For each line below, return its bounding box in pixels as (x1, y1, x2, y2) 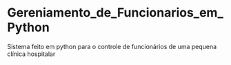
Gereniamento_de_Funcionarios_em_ (7, 5, 224, 21)
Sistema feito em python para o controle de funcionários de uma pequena (7, 42, 217, 50)
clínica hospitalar (7, 50, 56, 58)
